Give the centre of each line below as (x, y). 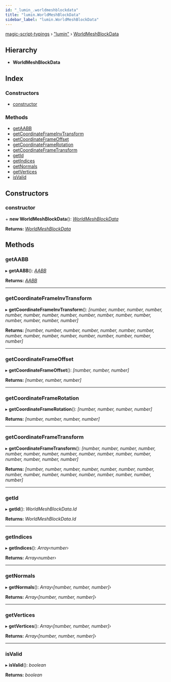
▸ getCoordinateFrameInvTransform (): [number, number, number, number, (84, 309)
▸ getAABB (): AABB (26, 271)
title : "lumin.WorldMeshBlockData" (43, 15)
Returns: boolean (24, 675)
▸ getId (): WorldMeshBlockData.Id (41, 509)
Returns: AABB (21, 280)
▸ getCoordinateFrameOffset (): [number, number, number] (67, 370)
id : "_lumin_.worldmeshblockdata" (42, 10)
